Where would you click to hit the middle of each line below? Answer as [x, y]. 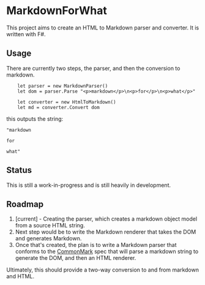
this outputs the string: [35, 119]
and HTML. [20, 276]
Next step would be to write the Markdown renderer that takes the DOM [106, 232]
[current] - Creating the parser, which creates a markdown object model [106, 219]
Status [19, 170]
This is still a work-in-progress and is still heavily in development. [89, 185]
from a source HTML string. [50, 226]
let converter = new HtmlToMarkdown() [67, 102]
